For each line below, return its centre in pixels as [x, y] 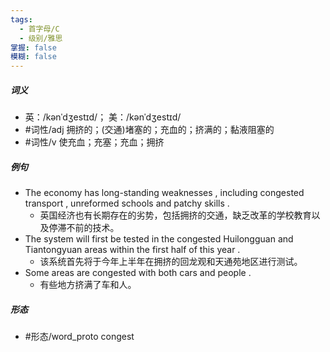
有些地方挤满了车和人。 [88, 285]
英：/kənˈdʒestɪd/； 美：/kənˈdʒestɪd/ [103, 117]
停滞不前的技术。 [84, 228]
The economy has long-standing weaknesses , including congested [164, 193]
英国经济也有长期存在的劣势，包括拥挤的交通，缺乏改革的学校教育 [175, 215]
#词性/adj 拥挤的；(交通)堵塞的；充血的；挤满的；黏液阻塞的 [149, 130]
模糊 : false [33, 57]
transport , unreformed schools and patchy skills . [127, 203]
